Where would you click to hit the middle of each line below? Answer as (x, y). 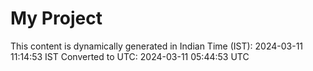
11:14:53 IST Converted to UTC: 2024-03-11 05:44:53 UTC (130, 56)
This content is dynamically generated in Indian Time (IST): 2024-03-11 (157, 46)
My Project (56, 18)
